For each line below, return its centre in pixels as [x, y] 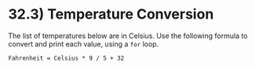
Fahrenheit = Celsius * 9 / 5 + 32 [66, 58]
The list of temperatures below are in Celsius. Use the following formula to [128, 36]
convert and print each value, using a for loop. [84, 43]
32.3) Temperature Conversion [111, 14]
